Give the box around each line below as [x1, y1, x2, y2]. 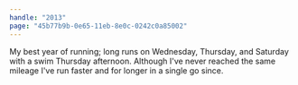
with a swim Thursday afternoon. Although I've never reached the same [9, 55, 276, 66]
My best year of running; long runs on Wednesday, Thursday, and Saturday [9, 46, 289, 56]
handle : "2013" [9, 13, 67, 22]
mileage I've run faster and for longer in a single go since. [9, 64, 224, 76]
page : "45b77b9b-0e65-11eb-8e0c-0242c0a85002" [9, 21, 188, 30]
